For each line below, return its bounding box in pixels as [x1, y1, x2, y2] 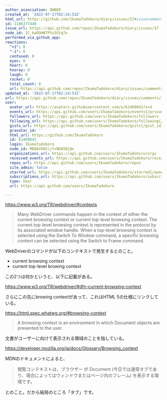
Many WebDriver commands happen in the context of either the [17, 211, 148, 217]
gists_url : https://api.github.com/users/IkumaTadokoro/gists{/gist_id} [9, 123, 164, 128]
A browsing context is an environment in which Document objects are [17, 320, 160, 326]
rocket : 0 [9, 77, 30, 82]
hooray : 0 [9, 68, 30, 73]
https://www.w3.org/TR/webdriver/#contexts [5, 201, 97, 207]
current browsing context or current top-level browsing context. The [17, 216, 158, 222]
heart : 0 [9, 63, 28, 68]
